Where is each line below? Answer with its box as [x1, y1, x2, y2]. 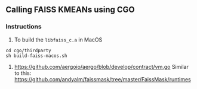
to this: [14, 69, 32, 77]
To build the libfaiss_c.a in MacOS [14, 36, 103, 43]
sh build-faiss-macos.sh [5, 53, 67, 59]
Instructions [5, 23, 42, 31]
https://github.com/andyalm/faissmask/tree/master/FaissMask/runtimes [14, 75, 192, 82]
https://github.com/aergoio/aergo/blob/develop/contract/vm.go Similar [14, 63, 189, 70]
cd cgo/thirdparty [5, 47, 51, 53]
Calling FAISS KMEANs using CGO [5, 5, 135, 15]
